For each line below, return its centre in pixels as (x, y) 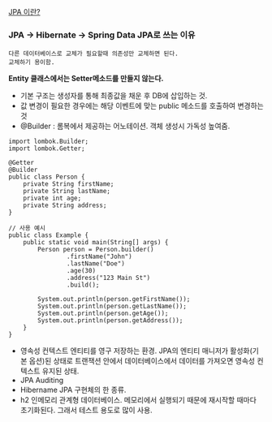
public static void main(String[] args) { (96, 243)
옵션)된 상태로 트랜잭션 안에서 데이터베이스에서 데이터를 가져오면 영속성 (142, 361)
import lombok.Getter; (47, 149)
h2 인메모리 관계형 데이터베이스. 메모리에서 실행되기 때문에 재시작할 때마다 (138, 400)
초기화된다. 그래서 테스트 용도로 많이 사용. (86, 410)
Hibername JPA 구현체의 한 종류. (73, 390)
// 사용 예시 (27, 228)
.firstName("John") (99, 257)
